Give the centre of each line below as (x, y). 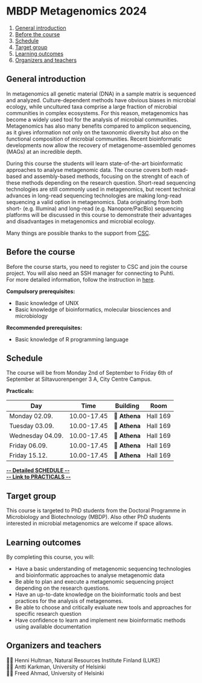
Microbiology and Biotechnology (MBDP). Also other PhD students (89, 517)
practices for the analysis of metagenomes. (69, 601)
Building (127, 406)
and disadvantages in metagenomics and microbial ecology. (81, 221)
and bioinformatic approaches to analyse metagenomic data (90, 575)
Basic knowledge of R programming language (71, 339)
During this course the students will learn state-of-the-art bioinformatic (95, 163)
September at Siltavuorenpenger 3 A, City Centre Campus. (79, 379)
